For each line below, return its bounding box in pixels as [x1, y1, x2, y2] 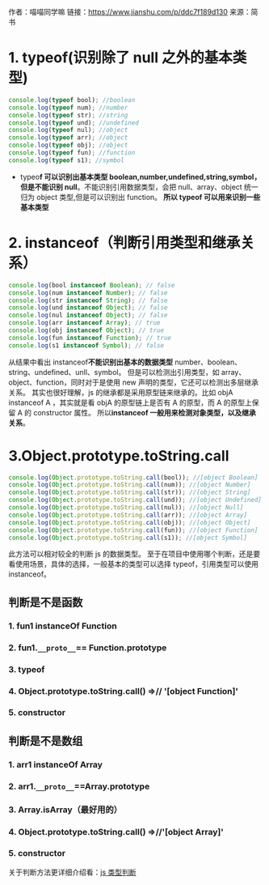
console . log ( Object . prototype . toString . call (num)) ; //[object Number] [8, 481, 251, 489]
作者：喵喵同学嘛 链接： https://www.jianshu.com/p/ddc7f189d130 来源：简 [8, 7, 258, 16]
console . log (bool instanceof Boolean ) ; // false [8, 281, 175, 289]
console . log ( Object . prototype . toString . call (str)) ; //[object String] [8, 488, 251, 496]
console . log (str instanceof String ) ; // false [8, 296, 168, 304]
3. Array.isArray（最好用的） [8, 804, 123, 815]
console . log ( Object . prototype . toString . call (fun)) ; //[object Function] [8, 525, 258, 534]
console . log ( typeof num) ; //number [8, 104, 128, 112]
